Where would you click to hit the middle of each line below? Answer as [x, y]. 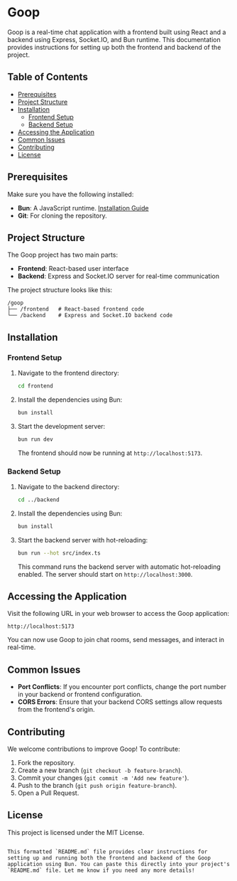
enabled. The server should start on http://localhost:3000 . [105, 574]
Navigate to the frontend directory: [68, 373]
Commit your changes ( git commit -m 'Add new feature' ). [103, 778]
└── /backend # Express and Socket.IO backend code [90, 316]
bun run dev [35, 439]
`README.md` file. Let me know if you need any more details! [101, 870]
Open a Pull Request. [48, 793]
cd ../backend [38, 500]
